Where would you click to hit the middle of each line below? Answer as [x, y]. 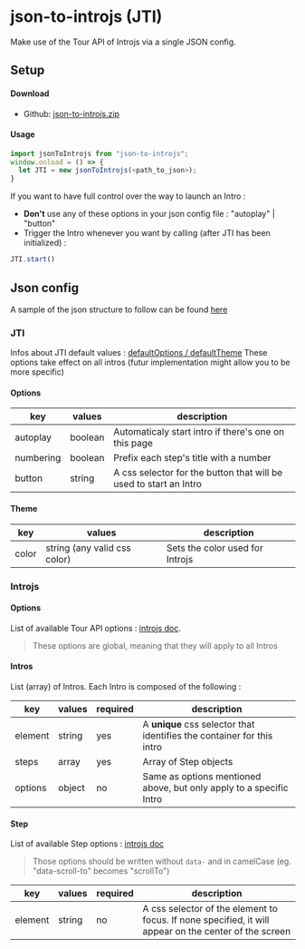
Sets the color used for [215, 548]
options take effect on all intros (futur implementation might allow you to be [150, 362]
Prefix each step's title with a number [192, 458]
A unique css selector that [199, 724]
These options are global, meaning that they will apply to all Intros [155, 645]
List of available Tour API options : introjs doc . [96, 628]
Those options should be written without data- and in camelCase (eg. [162, 861]
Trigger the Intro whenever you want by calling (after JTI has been [147, 233]
